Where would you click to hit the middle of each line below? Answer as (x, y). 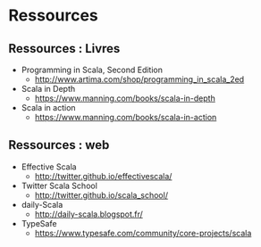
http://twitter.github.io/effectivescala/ (103, 176)
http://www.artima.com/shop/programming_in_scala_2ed (139, 79)
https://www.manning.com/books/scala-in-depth (125, 98)
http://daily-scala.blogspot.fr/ (89, 214)
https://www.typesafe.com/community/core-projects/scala (143, 233)
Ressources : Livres (64, 49)
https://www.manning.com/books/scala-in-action (126, 117)
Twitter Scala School (59, 185)
